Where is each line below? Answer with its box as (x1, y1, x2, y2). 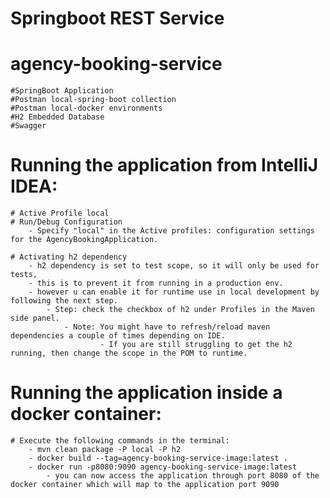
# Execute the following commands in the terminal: (10, 436, 230, 446)
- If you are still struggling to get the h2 (99, 340, 293, 350)
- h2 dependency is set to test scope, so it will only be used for (28, 261, 320, 271)
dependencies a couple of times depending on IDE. (10, 331, 226, 341)
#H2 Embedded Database (10, 112, 105, 122)
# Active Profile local (10, 208, 110, 219)
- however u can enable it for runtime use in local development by (28, 287, 320, 297)
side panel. (10, 313, 60, 324)
